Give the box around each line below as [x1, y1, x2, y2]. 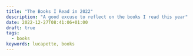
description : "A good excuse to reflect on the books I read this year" [6, 14, 188, 20]
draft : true [6, 24, 35, 31]
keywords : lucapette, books [6, 41, 75, 47]
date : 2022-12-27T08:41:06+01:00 [6, 19, 88, 25]
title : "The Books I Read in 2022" [6, 8, 94, 15]
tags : [6, 30, 19, 36]
